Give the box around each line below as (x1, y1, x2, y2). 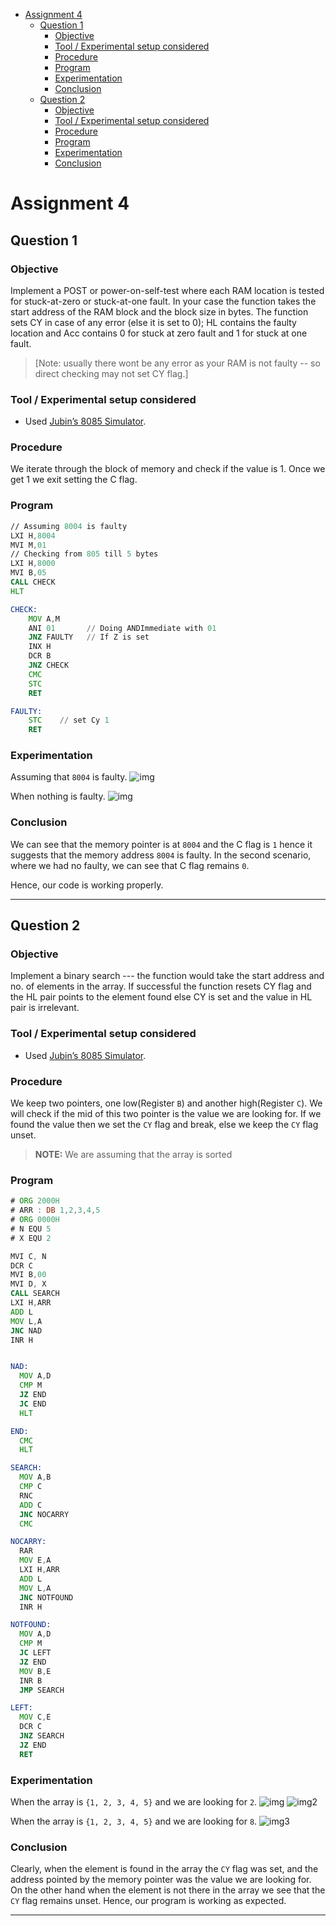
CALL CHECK (10, 577, 56, 588)
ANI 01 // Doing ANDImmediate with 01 (28, 623, 217, 633)
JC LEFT (19, 1648, 52, 1658)
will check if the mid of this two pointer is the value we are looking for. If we (10, 1108, 322, 1120)
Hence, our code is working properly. (10, 879, 164, 891)
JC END (19, 1399, 47, 1409)
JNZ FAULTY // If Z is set (28, 632, 150, 643)
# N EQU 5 (10, 1224, 52, 1234)
